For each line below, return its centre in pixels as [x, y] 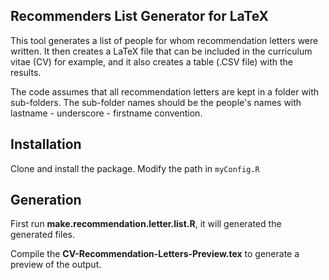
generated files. [42, 235]
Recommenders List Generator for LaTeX [140, 16]
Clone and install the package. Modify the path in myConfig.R [135, 168]
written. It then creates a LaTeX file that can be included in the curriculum [161, 51]
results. [26, 72]
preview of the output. [56, 265]
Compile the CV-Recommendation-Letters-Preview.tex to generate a [155, 254]
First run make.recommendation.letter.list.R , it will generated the [146, 224]
